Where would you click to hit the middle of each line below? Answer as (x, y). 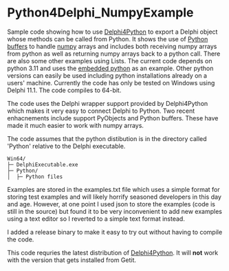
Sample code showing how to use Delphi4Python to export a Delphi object (112, 32)
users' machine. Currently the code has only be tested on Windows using (111, 83)
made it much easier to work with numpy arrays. (76, 125)
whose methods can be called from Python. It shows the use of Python (108, 39)
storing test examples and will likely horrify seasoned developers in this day (115, 197)
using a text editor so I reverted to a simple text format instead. (96, 219)
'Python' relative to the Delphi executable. (66, 146)
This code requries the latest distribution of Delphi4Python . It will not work (113, 252)
